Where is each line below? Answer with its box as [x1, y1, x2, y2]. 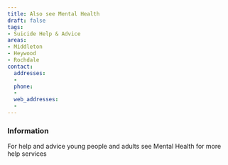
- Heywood [7, 50, 37, 57]
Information [7, 125, 49, 135]
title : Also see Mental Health [7, 10, 100, 18]
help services [7, 149, 48, 158]
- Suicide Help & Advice [7, 30, 81, 38]
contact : [7, 63, 33, 70]
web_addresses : [13, 96, 59, 103]
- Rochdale [7, 57, 40, 64]
